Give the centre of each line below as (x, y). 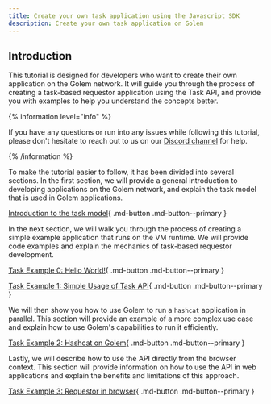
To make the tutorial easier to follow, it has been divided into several (121, 172)
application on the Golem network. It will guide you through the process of (132, 84)
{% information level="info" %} (60, 117)
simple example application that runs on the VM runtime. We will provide (128, 238)
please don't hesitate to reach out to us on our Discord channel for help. (128, 141)
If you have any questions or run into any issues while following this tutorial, (134, 132)
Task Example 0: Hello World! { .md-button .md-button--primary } (116, 270)
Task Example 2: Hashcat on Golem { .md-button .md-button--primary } (127, 343)
